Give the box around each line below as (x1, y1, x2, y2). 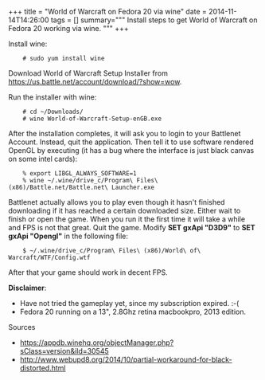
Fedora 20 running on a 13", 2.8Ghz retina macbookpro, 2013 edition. (19, 307, 247, 316)
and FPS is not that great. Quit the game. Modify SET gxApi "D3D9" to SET (8, 223, 256, 232)
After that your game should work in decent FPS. (8, 268, 169, 277)
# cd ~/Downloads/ (22, 108, 84, 116)
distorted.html (19, 363, 66, 373)
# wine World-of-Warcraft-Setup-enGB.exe (22, 115, 162, 123)
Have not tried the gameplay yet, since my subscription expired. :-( (19, 299, 240, 308)
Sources (8, 323, 36, 331)
